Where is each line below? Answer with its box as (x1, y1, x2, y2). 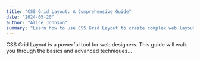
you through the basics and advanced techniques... (6, 48, 133, 55)
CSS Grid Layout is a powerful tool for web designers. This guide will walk (6, 41, 187, 48)
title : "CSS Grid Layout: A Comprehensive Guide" (6, 8, 132, 15)
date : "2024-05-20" (6, 14, 55, 20)
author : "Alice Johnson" (6, 19, 68, 25)
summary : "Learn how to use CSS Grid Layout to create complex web (6, 25, 177, 31)
